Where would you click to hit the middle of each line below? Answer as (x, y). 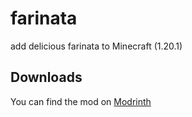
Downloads (46, 77)
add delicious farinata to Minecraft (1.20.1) (96, 46)
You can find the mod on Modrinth (81, 101)
